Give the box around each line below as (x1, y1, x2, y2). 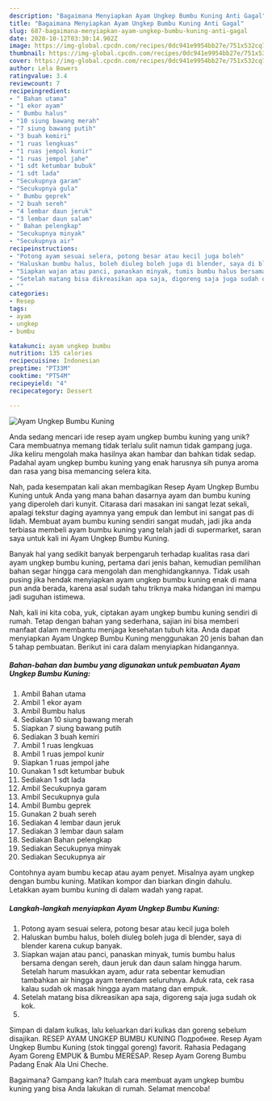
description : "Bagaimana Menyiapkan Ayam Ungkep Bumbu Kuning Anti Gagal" (9, 11, 266, 20)
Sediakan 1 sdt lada (20, 775, 86, 784)
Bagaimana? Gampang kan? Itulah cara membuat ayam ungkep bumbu (9, 1075, 245, 1085)
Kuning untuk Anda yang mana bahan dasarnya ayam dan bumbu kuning (9, 490, 251, 500)
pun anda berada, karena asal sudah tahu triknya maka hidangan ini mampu (9, 583, 262, 593)
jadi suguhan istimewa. (9, 591, 86, 602)
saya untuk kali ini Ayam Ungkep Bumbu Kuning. (9, 533, 170, 543)
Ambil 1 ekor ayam (20, 698, 82, 708)
